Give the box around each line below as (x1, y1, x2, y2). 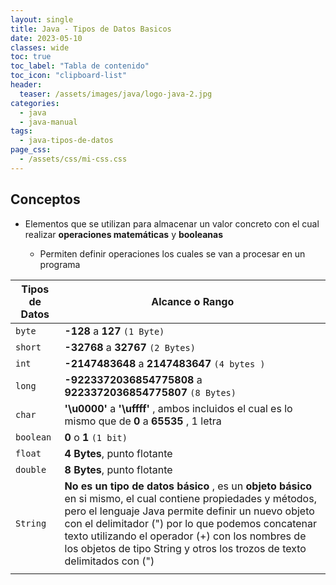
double (15, 464, 47, 475)
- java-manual (19, 117, 78, 127)
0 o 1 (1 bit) (64, 430, 128, 444)
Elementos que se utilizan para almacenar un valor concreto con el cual (24, 217, 320, 230)
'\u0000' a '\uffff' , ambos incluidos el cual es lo (64, 401, 293, 415)
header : (10, 80, 43, 90)
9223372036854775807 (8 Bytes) (64, 385, 237, 399)
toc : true (10, 52, 52, 62)
